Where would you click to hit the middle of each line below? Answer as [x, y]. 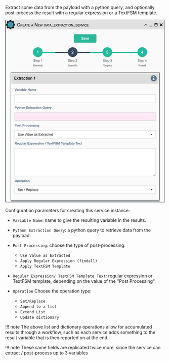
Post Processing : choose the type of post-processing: [69, 245]
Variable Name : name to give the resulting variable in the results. [79, 220]
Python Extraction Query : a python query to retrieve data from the [82, 230]
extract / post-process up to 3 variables [47, 353]
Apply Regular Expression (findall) [59, 261]
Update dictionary [39, 317]
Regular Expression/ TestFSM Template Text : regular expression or [82, 276]
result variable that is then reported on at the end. [57, 338]
